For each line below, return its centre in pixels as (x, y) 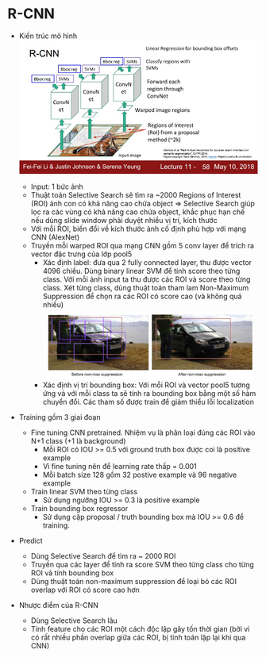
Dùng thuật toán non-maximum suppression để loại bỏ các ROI (134, 581)
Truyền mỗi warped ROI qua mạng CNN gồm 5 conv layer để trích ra (143, 245)
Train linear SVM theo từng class (84, 491)
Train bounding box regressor (79, 508)
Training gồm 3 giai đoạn (60, 417)
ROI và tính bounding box (72, 573)
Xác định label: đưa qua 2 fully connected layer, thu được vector (147, 262)
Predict (31, 540)
